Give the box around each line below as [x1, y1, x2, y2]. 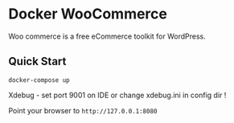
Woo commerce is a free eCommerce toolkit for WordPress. [8, 31, 207, 41]
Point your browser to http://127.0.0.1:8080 [8, 105, 158, 115]
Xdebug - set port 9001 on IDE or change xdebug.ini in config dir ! [8, 90, 227, 100]
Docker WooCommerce [8, 5, 167, 23]
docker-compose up [8, 76, 70, 84]
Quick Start [8, 55, 67, 68]
